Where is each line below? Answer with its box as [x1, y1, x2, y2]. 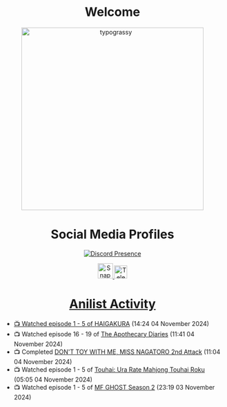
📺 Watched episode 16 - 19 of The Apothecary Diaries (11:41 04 [13, 329, 195, 338]
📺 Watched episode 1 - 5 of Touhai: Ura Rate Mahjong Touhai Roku [13, 365, 205, 374]
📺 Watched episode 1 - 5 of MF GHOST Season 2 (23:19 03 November [13, 383, 215, 391]
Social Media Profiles [50, 226, 175, 242]
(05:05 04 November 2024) [13, 375, 93, 383]
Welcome [85, 4, 140, 20]
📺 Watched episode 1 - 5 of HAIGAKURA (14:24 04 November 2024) [13, 319, 209, 327]
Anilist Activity [68, 296, 157, 312]
